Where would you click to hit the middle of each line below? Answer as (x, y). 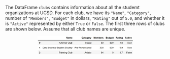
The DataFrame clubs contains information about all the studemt (73, 7)
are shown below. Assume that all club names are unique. (65, 29)
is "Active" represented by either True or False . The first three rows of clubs (85, 23)
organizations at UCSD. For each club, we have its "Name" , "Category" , (78, 13)
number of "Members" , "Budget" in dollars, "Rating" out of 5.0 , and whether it (85, 18)
